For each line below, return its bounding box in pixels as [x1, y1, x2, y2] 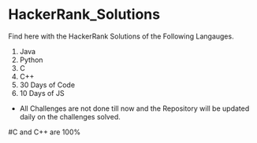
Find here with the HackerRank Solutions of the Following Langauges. [8, 31, 234, 41]
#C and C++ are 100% [8, 127, 81, 137]
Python [19, 55, 43, 64]
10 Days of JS [19, 88, 65, 97]
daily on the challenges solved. [19, 112, 121, 121]
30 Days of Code [19, 80, 76, 90]
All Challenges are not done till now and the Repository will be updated [19, 104, 250, 113]
